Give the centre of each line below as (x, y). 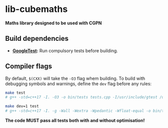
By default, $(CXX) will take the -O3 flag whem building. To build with (75, 78)
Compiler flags (29, 66)
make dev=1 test (22, 106)
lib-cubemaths (36, 9)
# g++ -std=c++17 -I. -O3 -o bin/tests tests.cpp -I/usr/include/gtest (81, 97)
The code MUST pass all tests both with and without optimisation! (75, 121)
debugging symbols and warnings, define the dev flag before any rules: (78, 84)
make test (15, 93)
